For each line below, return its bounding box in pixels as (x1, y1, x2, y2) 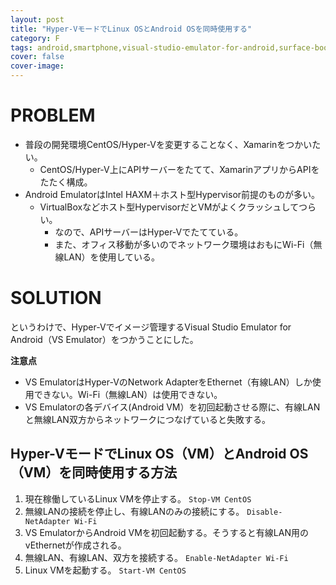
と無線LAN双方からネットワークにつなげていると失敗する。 (24, 413, 271, 425)
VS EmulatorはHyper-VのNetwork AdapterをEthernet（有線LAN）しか (24, 376, 313, 388)
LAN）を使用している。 (63, 251, 161, 263)
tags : (10, 42, 33, 53)
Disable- (246, 507, 283, 517)
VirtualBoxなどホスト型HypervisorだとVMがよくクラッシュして (39, 201, 299, 213)
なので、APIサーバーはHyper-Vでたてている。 (54, 226, 244, 238)
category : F (10, 33, 60, 43)
